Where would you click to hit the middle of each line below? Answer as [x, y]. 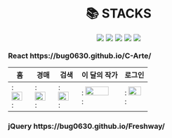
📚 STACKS [119, 14]
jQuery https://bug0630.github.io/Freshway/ [87, 126]
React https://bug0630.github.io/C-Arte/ [80, 56]
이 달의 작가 [99, 75]
